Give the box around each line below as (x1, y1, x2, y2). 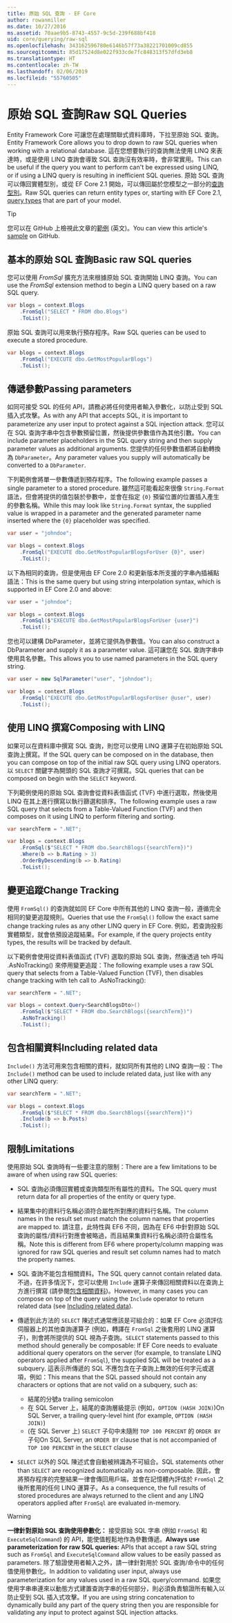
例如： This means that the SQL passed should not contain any (29, 1372, 207, 1381)
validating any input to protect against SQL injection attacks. (7, 1608, 178, 1616)
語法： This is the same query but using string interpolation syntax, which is (7, 577, 221, 586)
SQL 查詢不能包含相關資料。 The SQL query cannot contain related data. (17, 1269, 222, 1278)
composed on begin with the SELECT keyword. (7, 774, 137, 782)
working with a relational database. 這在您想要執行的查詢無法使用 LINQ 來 (7, 147, 217, 155)
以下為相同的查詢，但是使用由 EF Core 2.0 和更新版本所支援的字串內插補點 (7, 568, 220, 577)
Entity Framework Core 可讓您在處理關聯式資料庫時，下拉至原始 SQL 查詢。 (7, 131, 223, 139)
